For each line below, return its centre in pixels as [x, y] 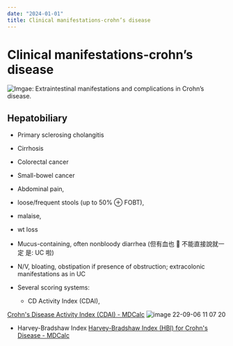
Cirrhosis [30, 149]
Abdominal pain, [41, 189]
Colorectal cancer [43, 162]
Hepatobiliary [38, 118]
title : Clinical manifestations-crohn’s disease [79, 20]
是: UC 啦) [40, 253]
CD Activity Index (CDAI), [64, 301]
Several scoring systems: [54, 287]
